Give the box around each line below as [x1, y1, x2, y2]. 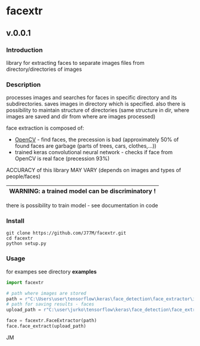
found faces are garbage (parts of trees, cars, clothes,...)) [14, 142, 157, 149]
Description [6, 80, 41, 89]
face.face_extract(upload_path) [6, 323, 86, 329]
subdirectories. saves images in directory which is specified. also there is [6, 100, 186, 108]
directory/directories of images [6, 66, 82, 73]
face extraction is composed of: [6, 124, 85, 132]
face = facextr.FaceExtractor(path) [6, 317, 97, 324]
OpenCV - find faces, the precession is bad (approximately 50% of [14, 136, 179, 144]
